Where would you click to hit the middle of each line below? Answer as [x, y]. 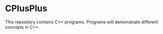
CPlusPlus [26, 8]
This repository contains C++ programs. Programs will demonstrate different [82, 22]
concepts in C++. [22, 27]
